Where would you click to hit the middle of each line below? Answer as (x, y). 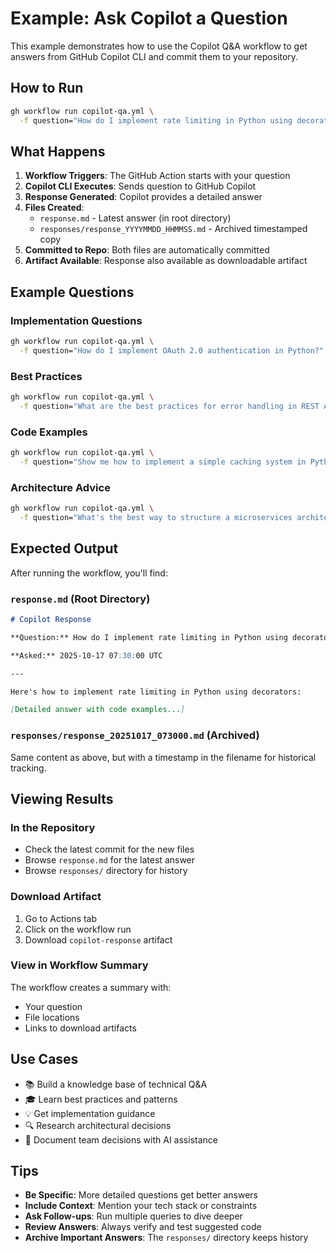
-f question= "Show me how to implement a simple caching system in (163, 462)
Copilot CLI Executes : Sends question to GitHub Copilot (140, 186)
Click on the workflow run (78, 929)
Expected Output (64, 548)
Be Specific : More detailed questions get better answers (141, 1195)
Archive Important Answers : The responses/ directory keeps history (166, 1238)
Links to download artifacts (80, 1028)
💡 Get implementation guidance (90, 1113)
